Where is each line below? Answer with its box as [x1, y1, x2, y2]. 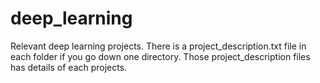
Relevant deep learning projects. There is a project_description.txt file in [10, 40, 307, 52]
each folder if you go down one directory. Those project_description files [10, 50, 311, 62]
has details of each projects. [10, 61, 128, 73]
